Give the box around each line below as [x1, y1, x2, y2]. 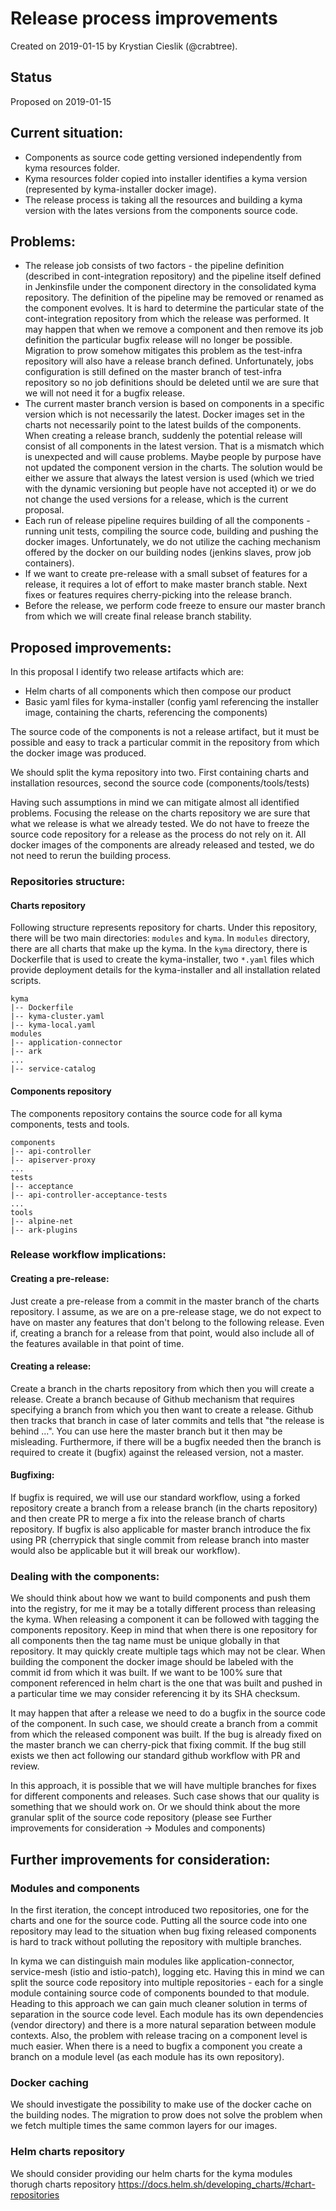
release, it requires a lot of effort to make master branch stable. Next [24, 578, 308, 591]
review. [10, 1760, 40, 1772]
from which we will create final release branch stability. [24, 610, 252, 622]
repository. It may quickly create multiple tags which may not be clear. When [10, 1645, 326, 1657]
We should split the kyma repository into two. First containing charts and [10, 767, 310, 779]
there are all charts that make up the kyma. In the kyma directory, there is [10, 943, 308, 955]
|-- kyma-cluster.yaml [10, 1012, 105, 1022]
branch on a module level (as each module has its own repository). [10, 2051, 285, 2063]
